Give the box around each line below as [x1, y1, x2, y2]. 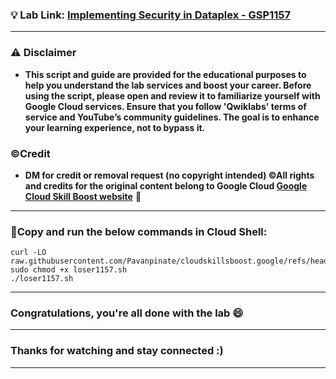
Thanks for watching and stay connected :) [10, 344, 224, 358]
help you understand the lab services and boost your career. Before [24, 79, 312, 91]
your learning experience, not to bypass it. [24, 121, 206, 133]
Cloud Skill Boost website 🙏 [24, 190, 142, 202]
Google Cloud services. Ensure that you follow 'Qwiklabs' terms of [24, 100, 307, 112]
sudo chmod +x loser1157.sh [10, 265, 128, 275]
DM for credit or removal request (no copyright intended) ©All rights [24, 169, 315, 181]
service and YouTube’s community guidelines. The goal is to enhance [24, 111, 320, 123]
